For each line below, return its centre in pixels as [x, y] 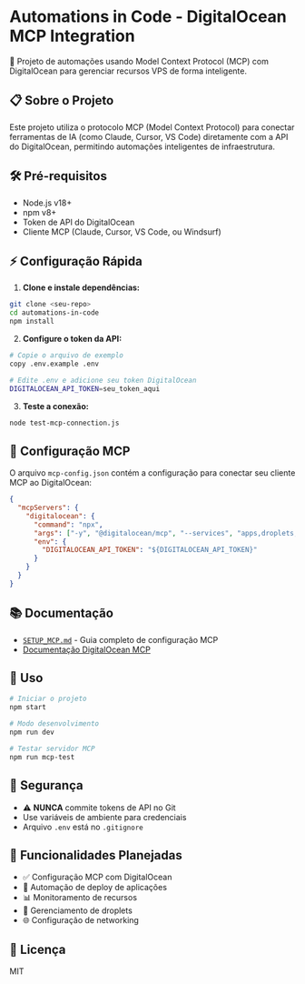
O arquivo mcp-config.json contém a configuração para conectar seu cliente [152, 473]
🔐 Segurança [46, 785]
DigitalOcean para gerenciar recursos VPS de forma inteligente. [128, 71]
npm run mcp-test [42, 757]
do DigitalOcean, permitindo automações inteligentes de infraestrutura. [142, 146]
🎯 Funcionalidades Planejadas [96, 855]
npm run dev [32, 733]
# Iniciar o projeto [49, 699]
